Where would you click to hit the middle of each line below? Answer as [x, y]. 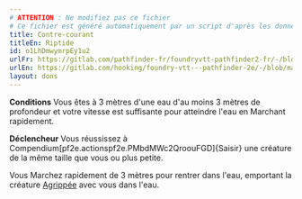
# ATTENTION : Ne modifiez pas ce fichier [90, 18]
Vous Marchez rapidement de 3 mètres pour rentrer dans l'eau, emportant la [151, 175]
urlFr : [22, 59]
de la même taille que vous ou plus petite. [86, 158]
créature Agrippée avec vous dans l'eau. [84, 185]
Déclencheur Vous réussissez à [69, 138]
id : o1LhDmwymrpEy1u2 [50, 51]
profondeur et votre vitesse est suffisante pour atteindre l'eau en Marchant [147, 111]
